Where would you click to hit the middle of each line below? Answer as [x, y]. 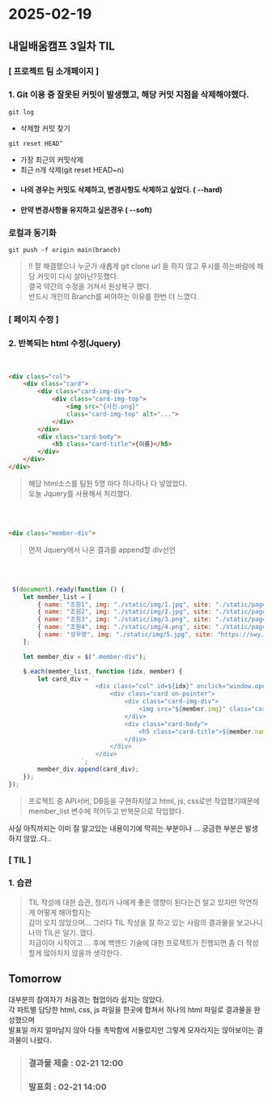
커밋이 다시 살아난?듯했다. [78, 276]
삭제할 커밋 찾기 [45, 128]
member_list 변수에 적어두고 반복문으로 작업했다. [106, 810]
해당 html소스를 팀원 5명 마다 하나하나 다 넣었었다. [108, 483]
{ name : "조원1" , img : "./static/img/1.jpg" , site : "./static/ [145, 605]
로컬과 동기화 [32, 233]
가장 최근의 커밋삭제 [51, 160]
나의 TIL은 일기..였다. [62, 932]
